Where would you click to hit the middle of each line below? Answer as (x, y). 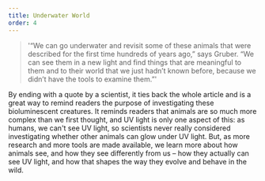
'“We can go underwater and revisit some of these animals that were (139, 45)
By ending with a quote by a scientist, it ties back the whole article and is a (130, 94)
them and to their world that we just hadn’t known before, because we (142, 70)
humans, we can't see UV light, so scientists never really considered (119, 128)
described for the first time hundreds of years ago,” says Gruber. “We (141, 54)
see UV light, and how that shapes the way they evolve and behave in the (128, 161)
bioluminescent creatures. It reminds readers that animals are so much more (132, 111)
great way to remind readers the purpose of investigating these (111, 103)
